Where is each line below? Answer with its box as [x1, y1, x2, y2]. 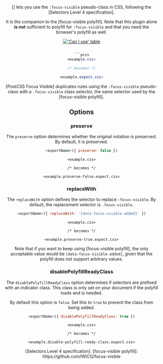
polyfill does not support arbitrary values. [40, 256, 123, 262]
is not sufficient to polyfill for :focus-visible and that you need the [14, 24, 149, 30]
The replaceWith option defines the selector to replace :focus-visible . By [7, 196, 156, 202]
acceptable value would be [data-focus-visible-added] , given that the [10, 251, 153, 257]
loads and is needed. [60, 290, 103, 296]
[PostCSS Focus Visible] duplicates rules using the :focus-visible [5, 83, 140, 89]
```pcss [73, 52, 90, 57]
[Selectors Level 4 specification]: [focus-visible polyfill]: [25, 348, 138, 354]
